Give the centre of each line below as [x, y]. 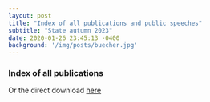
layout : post [30, 16]
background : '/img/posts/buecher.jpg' [73, 45]
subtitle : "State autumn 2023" [61, 30]
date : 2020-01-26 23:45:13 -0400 [64, 38]
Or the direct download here [55, 90]
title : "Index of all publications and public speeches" [105, 23]
